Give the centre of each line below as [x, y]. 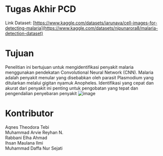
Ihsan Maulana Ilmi [24, 143]
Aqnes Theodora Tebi [27, 127]
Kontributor [29, 114]
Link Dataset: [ [20, 23]
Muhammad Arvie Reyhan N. [34, 132]
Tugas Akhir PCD [41, 9]
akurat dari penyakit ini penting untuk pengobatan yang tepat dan [72, 88]
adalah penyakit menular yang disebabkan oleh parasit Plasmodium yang [80, 77]
